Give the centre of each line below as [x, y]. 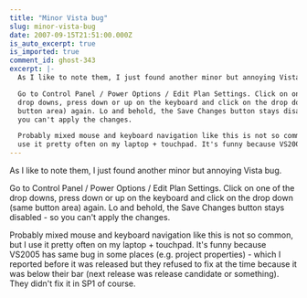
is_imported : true [44, 52]
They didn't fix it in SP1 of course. [73, 283]
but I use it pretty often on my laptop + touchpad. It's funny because [138, 245]
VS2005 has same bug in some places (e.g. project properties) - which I [145, 254]
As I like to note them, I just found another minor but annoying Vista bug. [146, 170]
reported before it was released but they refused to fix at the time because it [153, 264]
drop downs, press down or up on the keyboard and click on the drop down [152, 198]
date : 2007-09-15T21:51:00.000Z [71, 35]
